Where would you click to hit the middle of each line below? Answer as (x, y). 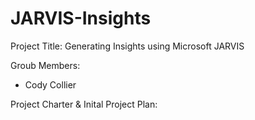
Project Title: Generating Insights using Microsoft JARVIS (127, 46)
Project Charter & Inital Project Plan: (84, 104)
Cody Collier (50, 84)
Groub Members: (45, 65)
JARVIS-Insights (81, 18)
